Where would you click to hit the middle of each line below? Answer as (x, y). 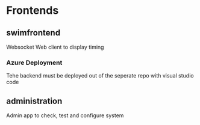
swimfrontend (33, 33)
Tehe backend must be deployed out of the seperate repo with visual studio (100, 76)
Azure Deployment (34, 62)
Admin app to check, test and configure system (65, 115)
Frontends (33, 11)
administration (34, 101)
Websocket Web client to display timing (55, 47)
